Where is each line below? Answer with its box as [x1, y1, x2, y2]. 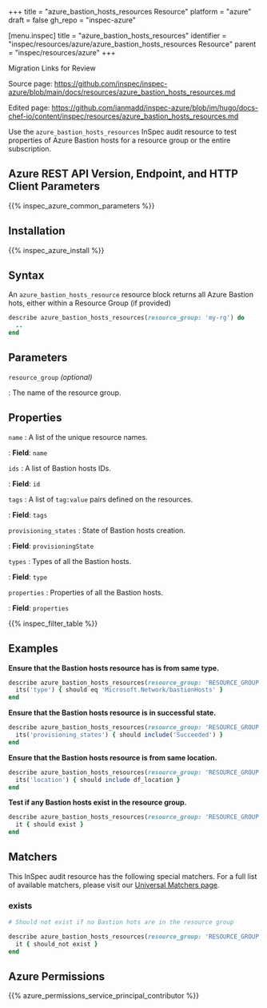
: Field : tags [8, 510, 48, 519]
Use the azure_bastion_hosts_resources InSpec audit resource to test [8, 127, 237, 136]
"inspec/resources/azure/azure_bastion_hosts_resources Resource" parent [8, 39, 257, 49]
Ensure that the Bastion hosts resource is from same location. [8, 752, 217, 762]
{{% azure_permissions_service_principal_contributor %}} [8, 991, 200, 1001]
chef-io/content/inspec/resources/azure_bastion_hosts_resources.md [8, 111, 239, 121]
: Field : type [8, 572, 48, 582]
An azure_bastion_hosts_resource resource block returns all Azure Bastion [8, 290, 254, 300]
